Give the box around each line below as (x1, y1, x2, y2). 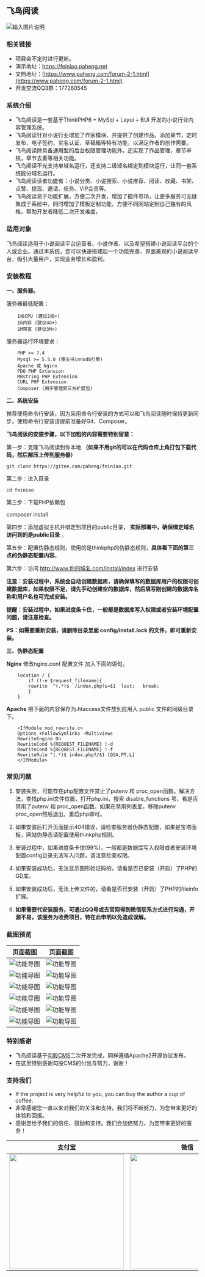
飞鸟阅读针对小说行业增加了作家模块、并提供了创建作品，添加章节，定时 (15, 131, 197, 139)
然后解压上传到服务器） (16, 451, 76, 458)
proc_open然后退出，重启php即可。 (15, 811, 106, 818)
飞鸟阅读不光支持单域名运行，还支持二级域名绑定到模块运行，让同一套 (15, 162, 192, 169)
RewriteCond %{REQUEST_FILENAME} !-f (17, 746, 113, 753)
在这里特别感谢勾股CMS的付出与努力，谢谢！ (15, 1059, 129, 1067)
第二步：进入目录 (6, 475, 49, 482)
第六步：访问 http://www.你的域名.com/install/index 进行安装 (6, 565, 159, 572)
